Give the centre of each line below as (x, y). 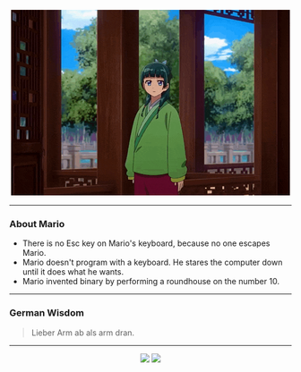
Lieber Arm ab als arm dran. (83, 333)
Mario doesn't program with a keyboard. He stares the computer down (152, 262)
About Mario (37, 224)
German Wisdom (47, 313)
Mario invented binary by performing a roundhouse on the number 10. (151, 282)
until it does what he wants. (73, 272)
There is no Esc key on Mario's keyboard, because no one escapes (146, 243)
